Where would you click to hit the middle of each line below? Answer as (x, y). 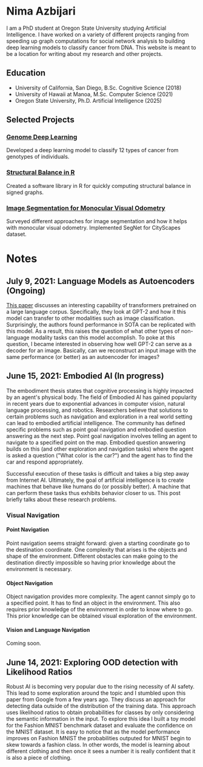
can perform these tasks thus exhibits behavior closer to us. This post (93, 493)
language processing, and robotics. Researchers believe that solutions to (97, 410)
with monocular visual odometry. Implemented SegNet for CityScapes (93, 228)
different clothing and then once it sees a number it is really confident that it (101, 751)
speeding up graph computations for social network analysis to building (96, 41)
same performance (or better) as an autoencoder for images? (83, 357)
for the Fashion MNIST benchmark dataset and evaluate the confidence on (99, 726)
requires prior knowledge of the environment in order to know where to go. (100, 609)
